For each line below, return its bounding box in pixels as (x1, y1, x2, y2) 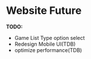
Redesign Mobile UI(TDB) (14, 40, 76, 47)
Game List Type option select (14, 34, 85, 41)
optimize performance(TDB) (14, 46, 82, 53)
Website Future (6, 4, 82, 17)
